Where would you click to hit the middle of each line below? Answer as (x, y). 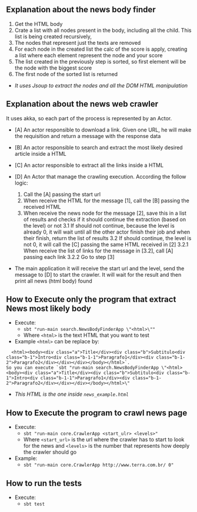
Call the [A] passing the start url (62, 194)
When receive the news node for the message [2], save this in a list (105, 213)
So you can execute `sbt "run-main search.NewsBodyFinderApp (83, 368)
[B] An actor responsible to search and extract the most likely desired (99, 147)
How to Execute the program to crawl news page (97, 413)
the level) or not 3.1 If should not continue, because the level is (99, 225)
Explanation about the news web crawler (82, 104)
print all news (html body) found (53, 281)
